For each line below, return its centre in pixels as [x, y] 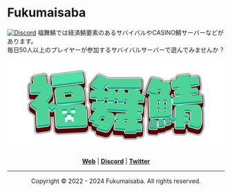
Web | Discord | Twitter [116, 161]
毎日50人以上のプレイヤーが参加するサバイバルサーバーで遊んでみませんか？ [116, 50]
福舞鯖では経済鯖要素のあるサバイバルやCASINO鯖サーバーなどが [131, 32]
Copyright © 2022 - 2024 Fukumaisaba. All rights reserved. [116, 181]
